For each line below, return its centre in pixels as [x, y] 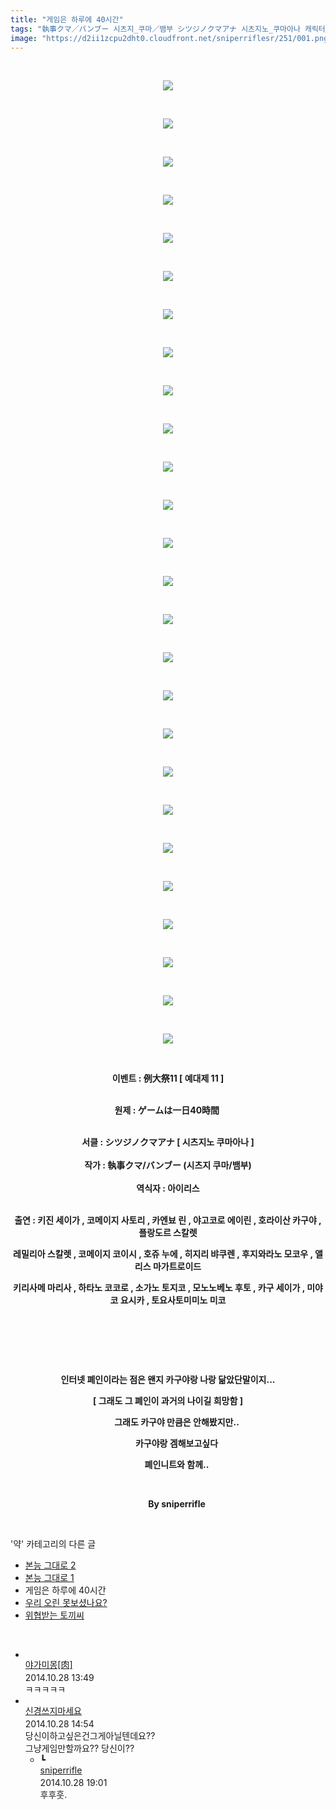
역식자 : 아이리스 [168, 1188]
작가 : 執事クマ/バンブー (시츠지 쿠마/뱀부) [168, 1165]
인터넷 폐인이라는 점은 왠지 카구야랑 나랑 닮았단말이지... [168, 1380]
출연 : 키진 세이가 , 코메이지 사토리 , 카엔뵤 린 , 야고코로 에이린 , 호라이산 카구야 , [168, 1220]
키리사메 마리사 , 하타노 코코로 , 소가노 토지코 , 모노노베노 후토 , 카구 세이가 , [159, 1288]
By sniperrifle [177, 1504]
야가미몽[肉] [48, 1665]
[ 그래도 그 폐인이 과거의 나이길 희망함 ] [168, 1401]
